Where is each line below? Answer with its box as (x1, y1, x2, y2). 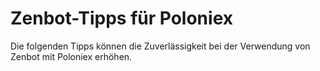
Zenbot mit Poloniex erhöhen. (10, 50, 133, 62)
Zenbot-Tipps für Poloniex (10, 7, 233, 30)
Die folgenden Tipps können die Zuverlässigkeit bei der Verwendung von (10, 40, 311, 52)
